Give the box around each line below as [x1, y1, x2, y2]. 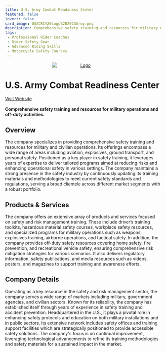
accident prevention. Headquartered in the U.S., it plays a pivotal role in [5, 309, 150, 315]
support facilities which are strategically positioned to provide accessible [5, 325, 154, 331]
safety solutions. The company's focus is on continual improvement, [5, 330, 144, 336]
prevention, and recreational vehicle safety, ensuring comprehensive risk [5, 245, 154, 251]
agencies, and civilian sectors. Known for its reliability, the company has [5, 299, 152, 305]
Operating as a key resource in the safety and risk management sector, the [5, 288, 157, 294]
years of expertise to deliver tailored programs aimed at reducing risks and [5, 160, 157, 166]
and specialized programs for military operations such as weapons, [5, 229, 142, 235]
